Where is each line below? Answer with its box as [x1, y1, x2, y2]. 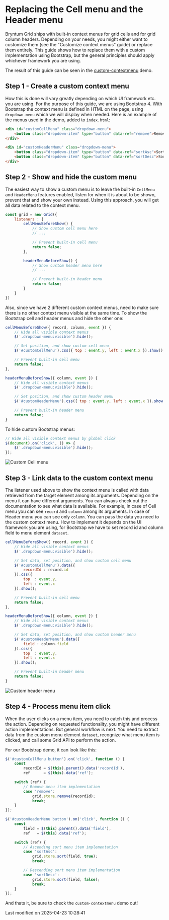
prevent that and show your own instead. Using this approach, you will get [5, 197, 159, 203]
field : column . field [23, 641, 69, 646]
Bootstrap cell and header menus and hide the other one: [5, 315, 124, 321]
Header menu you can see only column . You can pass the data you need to [5, 514, 159, 519]
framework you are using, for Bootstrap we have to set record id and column [5, 524, 163, 530]
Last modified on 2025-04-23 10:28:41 [5, 910, 86, 916]
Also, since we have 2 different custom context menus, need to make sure [5, 304, 159, 311]
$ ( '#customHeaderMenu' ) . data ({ [14, 637, 80, 642]
